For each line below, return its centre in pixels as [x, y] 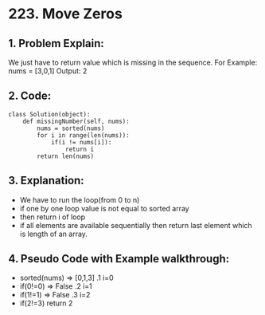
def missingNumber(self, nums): [76, 121]
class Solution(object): [49, 114]
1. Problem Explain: [57, 43]
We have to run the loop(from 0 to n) [80, 199]
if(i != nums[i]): [81, 142]
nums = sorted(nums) [71, 128]
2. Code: [30, 96]
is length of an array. [53, 234]
